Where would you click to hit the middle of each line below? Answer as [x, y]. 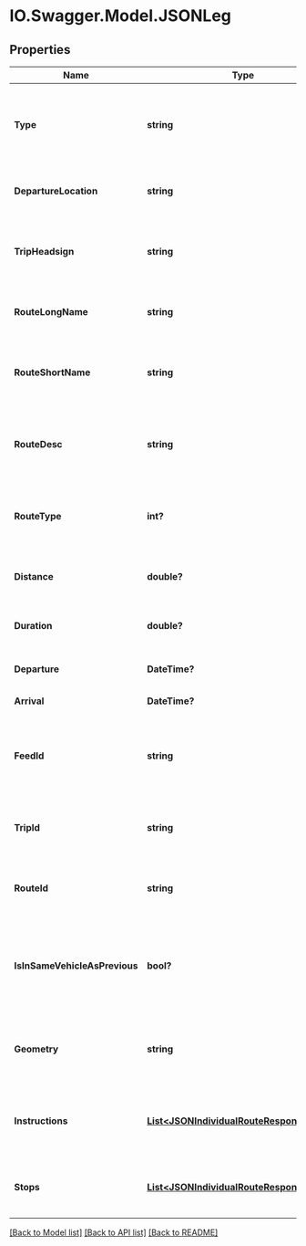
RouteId [31, 888]
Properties [40, 50]
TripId [27, 827]
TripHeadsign [44, 251]
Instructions [41, 1121]
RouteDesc [38, 444]
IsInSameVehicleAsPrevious [76, 966]
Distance [34, 576]
